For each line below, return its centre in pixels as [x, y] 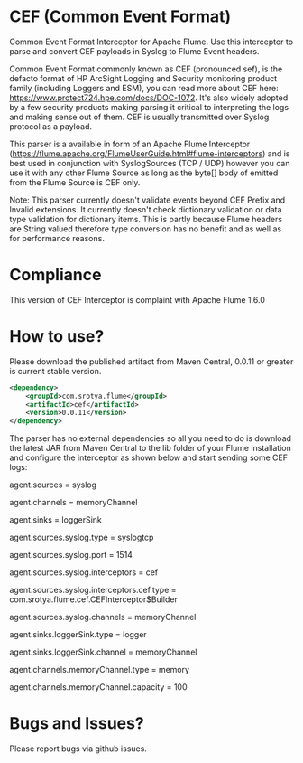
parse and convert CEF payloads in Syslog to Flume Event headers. [134, 51]
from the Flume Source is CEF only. [75, 182]
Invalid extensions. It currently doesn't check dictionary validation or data [146, 209]
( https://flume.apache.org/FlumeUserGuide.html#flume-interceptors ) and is [150, 153]
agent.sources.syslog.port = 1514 [71, 555]
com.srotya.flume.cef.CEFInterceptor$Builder [93, 599]
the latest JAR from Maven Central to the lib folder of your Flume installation [150, 448]
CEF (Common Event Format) [120, 17]
